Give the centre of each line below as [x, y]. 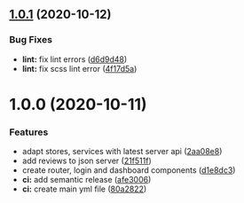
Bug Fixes [31, 40]
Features [29, 132]
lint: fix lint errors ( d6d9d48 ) [75, 59]
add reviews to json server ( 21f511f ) [87, 161]
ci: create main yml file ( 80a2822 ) [84, 189]
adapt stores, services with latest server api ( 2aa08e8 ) [122, 152]
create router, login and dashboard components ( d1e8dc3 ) [129, 170]
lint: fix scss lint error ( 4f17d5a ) [79, 68]
